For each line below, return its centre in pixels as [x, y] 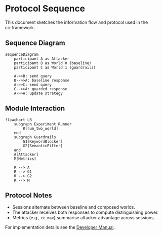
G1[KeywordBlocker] [43, 141]
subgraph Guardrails [35, 137]
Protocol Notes [29, 195]
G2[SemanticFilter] [43, 146]
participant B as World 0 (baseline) [53, 63]
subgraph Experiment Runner [43, 124]
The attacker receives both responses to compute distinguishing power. [85, 212]
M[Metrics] [25, 158]
